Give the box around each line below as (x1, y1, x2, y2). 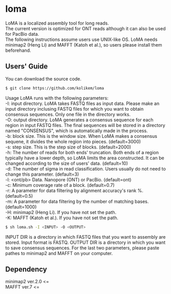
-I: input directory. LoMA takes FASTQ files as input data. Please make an (5, 100, 160, 107)
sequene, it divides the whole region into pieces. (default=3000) (5, 138, 141, 144)
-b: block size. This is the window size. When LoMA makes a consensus (5, 133, 158, 139)
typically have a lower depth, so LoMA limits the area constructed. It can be (5, 155, 165, 161)
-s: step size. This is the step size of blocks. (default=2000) (5, 144, 132, 150)
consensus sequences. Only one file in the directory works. (5, 111, 131, 117)
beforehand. (5, 47, 32, 53)
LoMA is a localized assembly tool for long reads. (5, 20, 109, 26)
